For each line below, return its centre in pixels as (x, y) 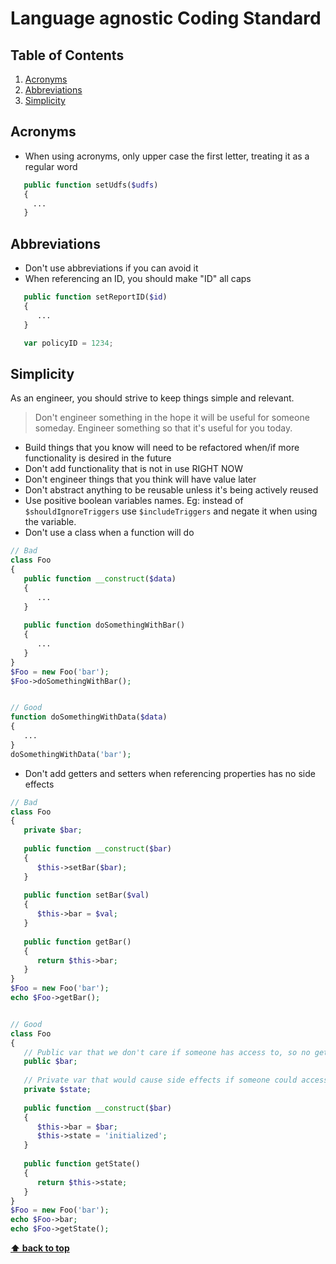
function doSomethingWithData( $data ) (89, 717)
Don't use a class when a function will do (109, 533)
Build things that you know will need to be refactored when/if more (162, 448)
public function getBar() (77, 942)
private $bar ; (53, 830)
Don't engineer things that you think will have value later (140, 479)
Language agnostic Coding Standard (166, 18)
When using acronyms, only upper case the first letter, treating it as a (167, 156)
